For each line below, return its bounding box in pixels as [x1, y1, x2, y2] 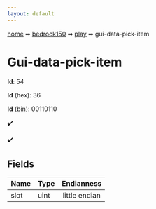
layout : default [7, 10, 55, 18]
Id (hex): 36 [7, 90, 41, 99]
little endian [62, 191, 101, 201]
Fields [7, 158, 35, 170]
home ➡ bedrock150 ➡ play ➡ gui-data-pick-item [7, 29, 150, 38]
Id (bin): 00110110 [7, 104, 57, 113]
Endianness [62, 179, 102, 189]
